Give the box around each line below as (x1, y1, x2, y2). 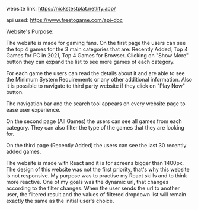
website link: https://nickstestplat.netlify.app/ (6, 5, 116, 12)
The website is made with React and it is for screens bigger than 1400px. (6, 160, 184, 166)
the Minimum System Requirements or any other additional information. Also (6, 76, 193, 83)
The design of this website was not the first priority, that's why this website (6, 166, 190, 173)
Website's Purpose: (6, 28, 54, 35)
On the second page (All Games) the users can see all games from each (6, 118, 182, 125)
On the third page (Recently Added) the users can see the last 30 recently (6, 142, 187, 148)
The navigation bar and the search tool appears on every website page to (6, 100, 186, 107)
